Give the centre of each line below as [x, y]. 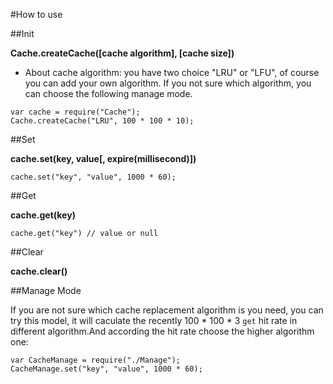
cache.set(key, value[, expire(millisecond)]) [103, 158]
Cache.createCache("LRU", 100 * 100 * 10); [102, 121]
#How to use [36, 14]
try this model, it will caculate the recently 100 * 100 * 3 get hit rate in [154, 320]
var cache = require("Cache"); [75, 112]
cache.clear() [39, 271]
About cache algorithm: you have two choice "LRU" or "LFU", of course [172, 72]
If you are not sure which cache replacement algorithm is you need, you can [167, 310]
